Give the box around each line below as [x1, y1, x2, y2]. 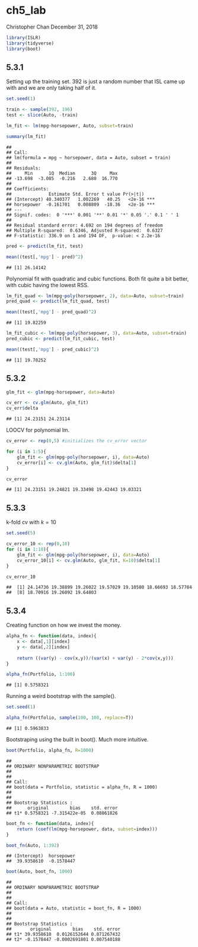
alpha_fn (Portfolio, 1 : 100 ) [6, 671, 76, 678]
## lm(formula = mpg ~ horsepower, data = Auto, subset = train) [6, 155, 171, 161]
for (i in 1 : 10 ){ [6, 546, 49, 552]
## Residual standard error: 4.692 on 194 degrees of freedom [6, 222, 163, 228]
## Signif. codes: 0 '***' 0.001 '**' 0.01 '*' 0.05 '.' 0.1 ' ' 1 [6, 212, 179, 218]
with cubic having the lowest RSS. [6, 281, 89, 288]
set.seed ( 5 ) [6, 530, 36, 536]
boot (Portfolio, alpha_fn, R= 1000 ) [6, 747, 94, 754]
